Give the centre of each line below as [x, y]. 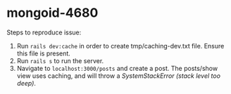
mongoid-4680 [52, 13]
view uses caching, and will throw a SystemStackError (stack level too [119, 76]
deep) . [26, 83]
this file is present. [44, 53]
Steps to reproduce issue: [44, 32]
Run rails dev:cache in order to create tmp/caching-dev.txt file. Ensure [120, 46]
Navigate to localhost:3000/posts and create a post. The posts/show [117, 68]
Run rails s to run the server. [60, 60]
